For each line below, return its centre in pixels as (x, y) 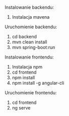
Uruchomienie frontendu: (31, 93)
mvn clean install (29, 42)
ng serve (21, 108)
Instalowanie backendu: (29, 7)
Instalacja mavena (31, 17)
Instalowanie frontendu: (29, 57)
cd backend (24, 37)
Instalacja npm (27, 67)
